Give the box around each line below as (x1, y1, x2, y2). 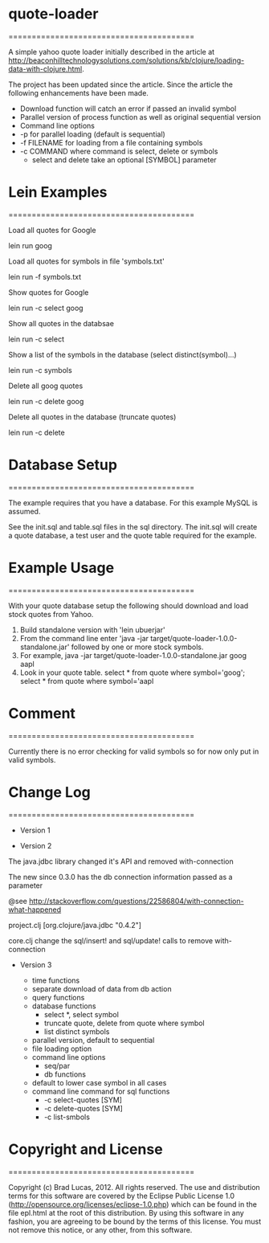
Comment (8, 704, 76, 722)
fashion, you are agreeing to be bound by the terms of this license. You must (8, 1216, 262, 1226)
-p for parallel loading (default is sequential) (19, 129, 166, 139)
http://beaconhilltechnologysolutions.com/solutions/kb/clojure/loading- (8, 55, 245, 65)
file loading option (31, 1044, 92, 1053)
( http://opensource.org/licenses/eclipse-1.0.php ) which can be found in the (8, 1199, 257, 1209)
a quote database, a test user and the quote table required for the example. (8, 530, 257, 540)
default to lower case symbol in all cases (31, 1077, 167, 1087)
